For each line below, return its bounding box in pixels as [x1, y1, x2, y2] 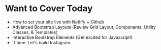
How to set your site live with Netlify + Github [12, 19, 104, 25]
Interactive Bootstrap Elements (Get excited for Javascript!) [12, 34, 133, 40]
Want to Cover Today [5, 3, 93, 14]
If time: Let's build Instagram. [12, 39, 72, 45]
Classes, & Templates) [12, 29, 58, 35]
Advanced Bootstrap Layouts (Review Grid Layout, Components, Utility [12, 24, 156, 30]
